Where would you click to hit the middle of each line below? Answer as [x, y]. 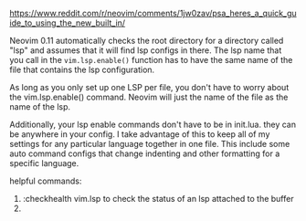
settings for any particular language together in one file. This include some [150, 144]
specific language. [44, 163]
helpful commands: [46, 181]
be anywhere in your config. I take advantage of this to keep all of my [140, 134]
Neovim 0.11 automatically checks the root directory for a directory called [147, 41]
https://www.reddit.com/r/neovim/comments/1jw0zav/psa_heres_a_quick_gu [153, 13]
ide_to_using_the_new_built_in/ [68, 23]
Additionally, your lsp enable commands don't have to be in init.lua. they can [153, 124]
